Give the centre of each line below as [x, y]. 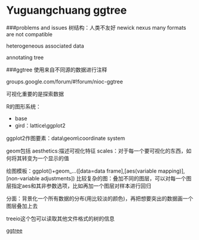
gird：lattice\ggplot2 [40, 125]
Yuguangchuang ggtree [67, 10]
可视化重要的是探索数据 [35, 93]
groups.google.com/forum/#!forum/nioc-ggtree [65, 82]
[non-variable [23, 178]
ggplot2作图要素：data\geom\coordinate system [66, 138]
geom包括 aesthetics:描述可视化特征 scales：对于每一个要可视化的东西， [96, 151]
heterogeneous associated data [45, 46]
